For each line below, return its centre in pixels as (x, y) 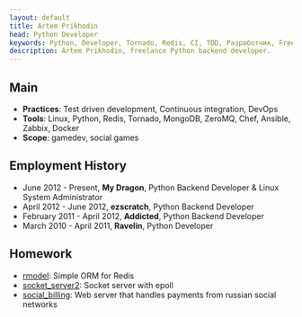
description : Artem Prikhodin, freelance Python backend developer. (140, 51)
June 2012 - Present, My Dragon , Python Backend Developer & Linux (151, 187)
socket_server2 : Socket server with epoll (98, 285)
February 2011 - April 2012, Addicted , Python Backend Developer (143, 216)
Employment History (68, 166)
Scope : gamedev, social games (80, 137)
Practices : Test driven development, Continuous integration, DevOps (150, 109)
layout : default (40, 18)
